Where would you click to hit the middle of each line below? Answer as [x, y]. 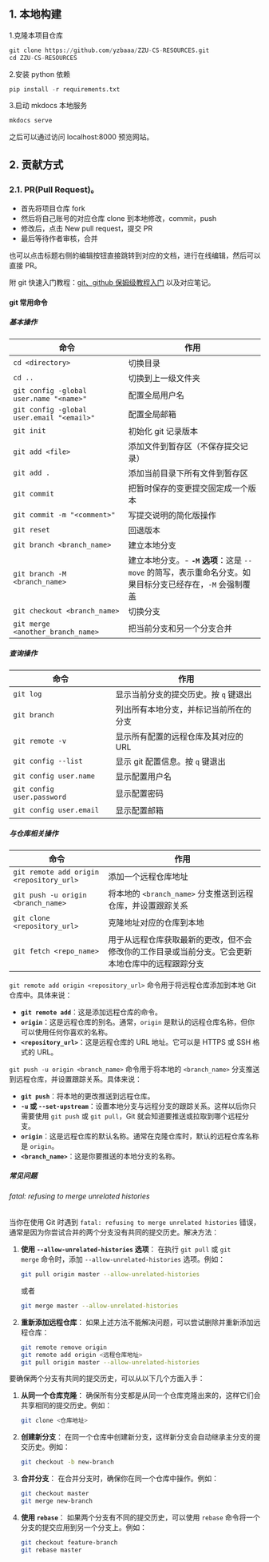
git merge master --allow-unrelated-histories [99, 1306]
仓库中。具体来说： [41, 994]
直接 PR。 [25, 265]
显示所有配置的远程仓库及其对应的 [180, 737]
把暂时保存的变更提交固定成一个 [188, 488]
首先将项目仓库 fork [53, 208]
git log [28, 694]
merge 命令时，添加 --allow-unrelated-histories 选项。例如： [123, 1259]
